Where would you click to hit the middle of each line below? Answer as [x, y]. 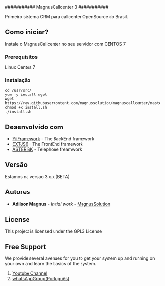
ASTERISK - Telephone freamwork [47, 149]
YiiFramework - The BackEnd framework [53, 139]
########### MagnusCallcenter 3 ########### [57, 7]
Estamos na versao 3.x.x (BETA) [37, 177]
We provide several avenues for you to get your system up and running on [80, 258]
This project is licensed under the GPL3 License [54, 231]
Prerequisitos [22, 57]
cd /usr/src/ [18, 91]
